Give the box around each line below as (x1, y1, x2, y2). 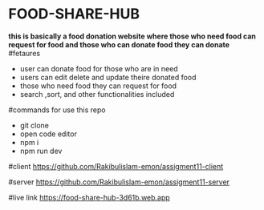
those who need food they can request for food (19, 81, 177, 91)
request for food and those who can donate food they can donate (8, 39, 230, 49)
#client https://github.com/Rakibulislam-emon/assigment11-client (8, 161, 224, 171)
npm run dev (19, 146, 63, 155)
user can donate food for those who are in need (19, 63, 178, 73)
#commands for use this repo (8, 105, 106, 115)
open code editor (19, 129, 78, 139)
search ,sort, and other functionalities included (19, 89, 175, 99)
